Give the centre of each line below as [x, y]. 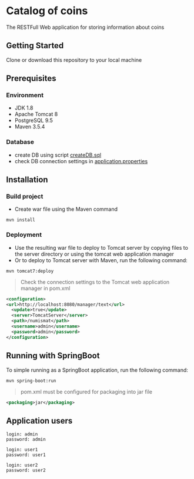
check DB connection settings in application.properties [81, 161]
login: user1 [22, 450]
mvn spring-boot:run [31, 381]
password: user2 [26, 470]
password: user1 [26, 455]
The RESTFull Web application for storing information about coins [85, 27]
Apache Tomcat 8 [36, 114]
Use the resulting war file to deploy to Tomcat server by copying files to [101, 247]
